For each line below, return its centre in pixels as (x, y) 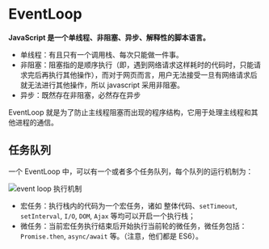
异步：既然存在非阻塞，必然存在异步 (80, 95)
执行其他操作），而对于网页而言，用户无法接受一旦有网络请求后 (153, 74)
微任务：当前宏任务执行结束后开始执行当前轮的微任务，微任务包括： (133, 226)
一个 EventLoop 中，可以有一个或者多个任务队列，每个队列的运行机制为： (131, 171)
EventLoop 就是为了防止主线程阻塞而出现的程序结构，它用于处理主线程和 (130, 112)
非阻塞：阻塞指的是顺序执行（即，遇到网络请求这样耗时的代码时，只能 (137, 65)
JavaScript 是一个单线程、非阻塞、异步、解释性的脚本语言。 (109, 37)
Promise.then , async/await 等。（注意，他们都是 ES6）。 (111, 236)
